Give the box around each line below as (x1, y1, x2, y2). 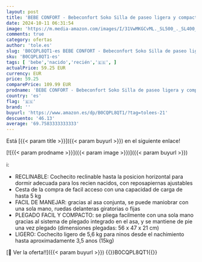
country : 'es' (6, 93, 42, 99)
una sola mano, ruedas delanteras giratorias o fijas (14, 205, 141, 213)
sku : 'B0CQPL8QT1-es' (6, 54, 61, 60)
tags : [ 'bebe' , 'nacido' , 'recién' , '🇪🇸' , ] (6, 59, 117, 65)
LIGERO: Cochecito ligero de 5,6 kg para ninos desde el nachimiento (14, 231, 185, 238)
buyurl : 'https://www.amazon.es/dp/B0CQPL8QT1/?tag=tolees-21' (6, 110, 168, 116)
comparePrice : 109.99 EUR (6, 82, 71, 88)
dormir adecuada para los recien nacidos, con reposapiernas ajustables (14, 179, 193, 187)
